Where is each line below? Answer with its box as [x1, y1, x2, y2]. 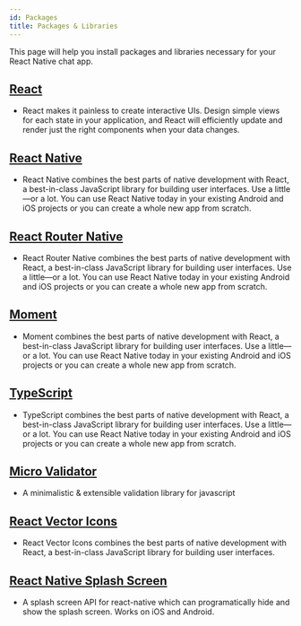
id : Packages [9, 13, 58, 22]
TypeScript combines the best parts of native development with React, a [21, 409, 289, 420]
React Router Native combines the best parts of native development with [21, 252, 291, 263]
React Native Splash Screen [9, 573, 168, 588]
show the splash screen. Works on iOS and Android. [21, 606, 215, 617]
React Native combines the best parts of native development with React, [21, 174, 289, 185]
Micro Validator [9, 464, 97, 479]
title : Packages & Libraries [9, 22, 118, 30]
